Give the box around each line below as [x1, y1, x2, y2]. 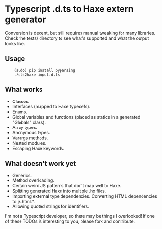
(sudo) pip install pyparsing [14, 68, 76, 73]
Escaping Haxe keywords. [12, 145, 64, 151]
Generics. [12, 173, 32, 178]
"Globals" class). [12, 119, 46, 125]
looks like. [5, 40, 25, 46]
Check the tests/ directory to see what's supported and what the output [5, 35, 149, 41]
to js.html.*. [12, 199, 35, 204]
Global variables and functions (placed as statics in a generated [12, 114, 141, 120]
